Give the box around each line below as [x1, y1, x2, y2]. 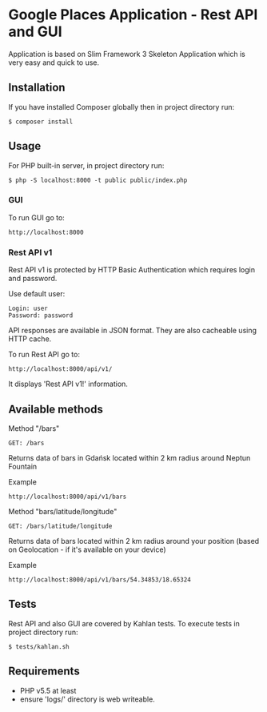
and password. [8, 274, 58, 284]
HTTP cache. [8, 334, 52, 344]
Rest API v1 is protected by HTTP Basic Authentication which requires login [8, 265, 256, 275]
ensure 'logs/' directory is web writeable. [19, 694, 156, 704]
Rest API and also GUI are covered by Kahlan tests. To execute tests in [8, 618, 240, 628]
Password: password [8, 312, 74, 320]
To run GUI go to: [8, 212, 66, 222]
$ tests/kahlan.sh [8, 642, 70, 650]
